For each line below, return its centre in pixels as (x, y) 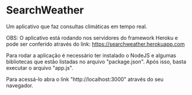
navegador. (20, 85)
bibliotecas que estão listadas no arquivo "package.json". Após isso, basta (96, 62)
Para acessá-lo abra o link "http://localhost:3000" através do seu (85, 79)
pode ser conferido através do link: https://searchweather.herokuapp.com (95, 44)
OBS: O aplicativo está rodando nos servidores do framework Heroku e (92, 38)
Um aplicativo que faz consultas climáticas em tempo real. (77, 26)
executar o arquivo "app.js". (40, 67)
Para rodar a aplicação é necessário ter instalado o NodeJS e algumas (91, 55)
